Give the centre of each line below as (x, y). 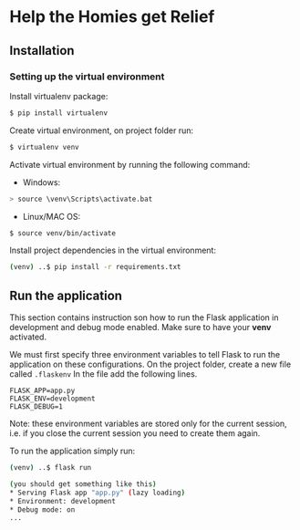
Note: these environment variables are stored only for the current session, (148, 424)
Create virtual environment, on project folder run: (102, 130)
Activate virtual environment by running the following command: (130, 164)
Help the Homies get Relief (112, 17)
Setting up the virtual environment (87, 77)
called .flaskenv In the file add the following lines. (103, 374)
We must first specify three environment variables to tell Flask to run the (145, 355)
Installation (42, 51)
